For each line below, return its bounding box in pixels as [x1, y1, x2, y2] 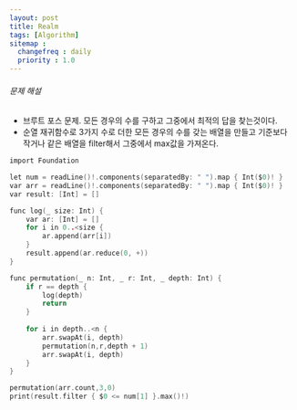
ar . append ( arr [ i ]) [42, 232, 112, 241]
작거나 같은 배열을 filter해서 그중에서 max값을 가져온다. [22, 138, 219, 149]
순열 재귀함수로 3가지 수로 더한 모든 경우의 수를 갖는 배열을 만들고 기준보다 [22, 127, 288, 138]
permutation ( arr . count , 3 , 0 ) [9, 384, 117, 393]
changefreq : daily [17, 47, 92, 57]
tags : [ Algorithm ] [9, 30, 79, 39]
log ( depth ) [42, 290, 84, 300]
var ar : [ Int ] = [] [26, 215, 100, 224]
